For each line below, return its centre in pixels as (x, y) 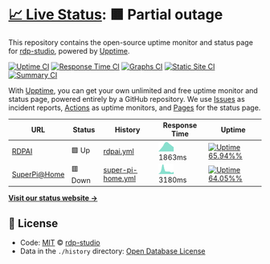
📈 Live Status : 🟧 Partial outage (116, 15)
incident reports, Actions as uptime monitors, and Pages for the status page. (135, 108)
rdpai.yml (119, 152)
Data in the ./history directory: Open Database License (112, 251)
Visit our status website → (53, 198)
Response (180, 125)
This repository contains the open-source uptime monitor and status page (131, 42)
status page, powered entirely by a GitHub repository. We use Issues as (127, 99)
